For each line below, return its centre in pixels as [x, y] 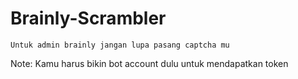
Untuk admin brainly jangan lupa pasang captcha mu [120, 45]
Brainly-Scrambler [88, 18]
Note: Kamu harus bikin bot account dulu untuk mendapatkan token [149, 63]
